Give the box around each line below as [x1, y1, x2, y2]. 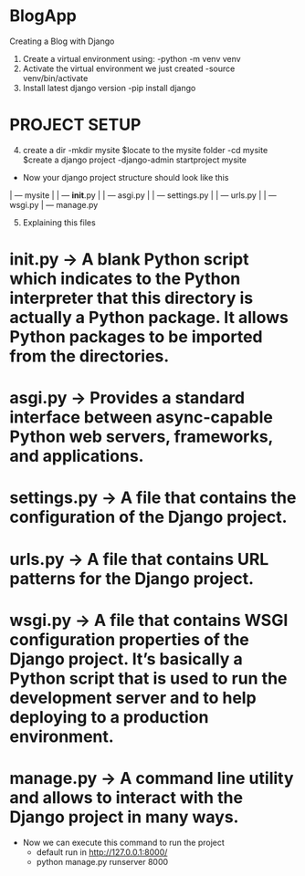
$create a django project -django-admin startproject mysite [22, 154, 247, 165]
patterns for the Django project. [9, 568, 254, 589]
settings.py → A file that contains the [9, 487, 297, 508]
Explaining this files [22, 216, 96, 228]
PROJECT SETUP [9, 115, 142, 135]
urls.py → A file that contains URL [9, 548, 269, 569]
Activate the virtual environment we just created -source [22, 63, 236, 74]
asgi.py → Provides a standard [9, 388, 246, 409]
